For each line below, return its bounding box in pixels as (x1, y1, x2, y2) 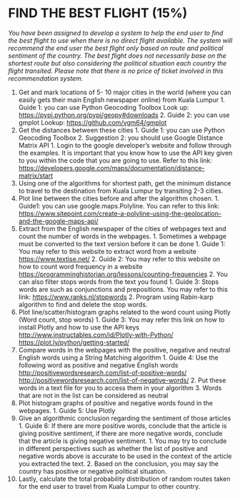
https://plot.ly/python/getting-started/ (18, 337, 130, 347)
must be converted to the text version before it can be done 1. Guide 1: (18, 239, 226, 248)
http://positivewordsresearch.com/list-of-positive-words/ (18, 368, 187, 377)
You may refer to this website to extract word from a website (18, 247, 197, 255)
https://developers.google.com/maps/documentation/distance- (18, 163, 205, 172)
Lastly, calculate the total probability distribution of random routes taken (18, 474, 231, 483)
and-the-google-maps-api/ (18, 216, 99, 225)
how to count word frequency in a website (18, 262, 143, 270)
